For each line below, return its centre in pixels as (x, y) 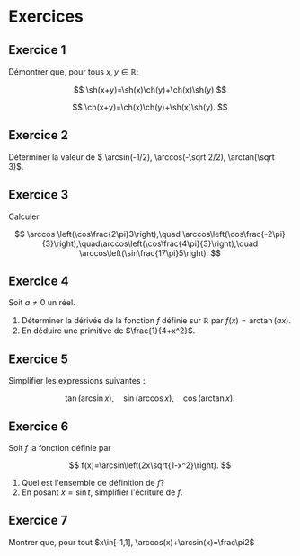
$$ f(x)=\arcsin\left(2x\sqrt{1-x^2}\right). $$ (150, 465)
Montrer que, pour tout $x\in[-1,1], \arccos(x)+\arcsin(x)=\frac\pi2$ (132, 542)
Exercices (46, 17)
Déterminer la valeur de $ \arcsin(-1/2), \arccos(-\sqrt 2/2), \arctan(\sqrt (141, 157)
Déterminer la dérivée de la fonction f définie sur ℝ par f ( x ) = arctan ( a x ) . (156, 321)
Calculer (24, 216)
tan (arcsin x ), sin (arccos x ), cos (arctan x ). (150, 398)
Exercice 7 (38, 521)
